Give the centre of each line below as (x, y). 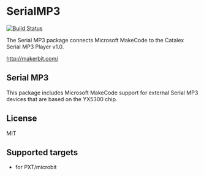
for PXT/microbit (36, 167)
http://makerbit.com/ (32, 58)
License (22, 119)
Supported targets (42, 152)
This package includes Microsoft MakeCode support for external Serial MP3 (102, 93)
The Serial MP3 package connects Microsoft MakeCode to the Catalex (95, 40)
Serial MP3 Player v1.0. (35, 47)
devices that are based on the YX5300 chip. (62, 99)
